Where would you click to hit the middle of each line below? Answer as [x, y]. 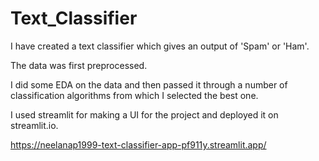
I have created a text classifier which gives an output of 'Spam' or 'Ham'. [160, 46]
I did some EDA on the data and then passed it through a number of [149, 84]
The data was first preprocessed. [79, 65]
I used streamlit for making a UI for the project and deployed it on [144, 114]
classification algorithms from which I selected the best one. [134, 95]
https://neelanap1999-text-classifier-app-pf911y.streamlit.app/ [138, 144]
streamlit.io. [34, 125]
